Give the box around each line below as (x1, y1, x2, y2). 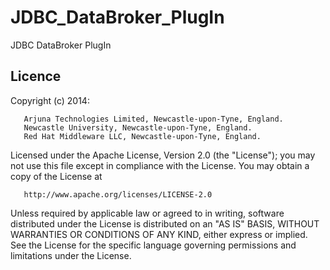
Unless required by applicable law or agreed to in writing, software (10, 207, 285, 219)
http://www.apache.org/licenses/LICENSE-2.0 (23, 189, 213, 200)
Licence (10, 68, 62, 85)
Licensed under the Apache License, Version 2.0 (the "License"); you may (10, 149, 316, 161)
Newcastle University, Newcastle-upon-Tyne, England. (23, 122, 253, 133)
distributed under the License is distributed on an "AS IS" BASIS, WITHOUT (10, 217, 320, 230)
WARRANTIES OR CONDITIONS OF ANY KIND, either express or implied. (10, 228, 308, 240)
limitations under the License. (10, 249, 132, 261)
